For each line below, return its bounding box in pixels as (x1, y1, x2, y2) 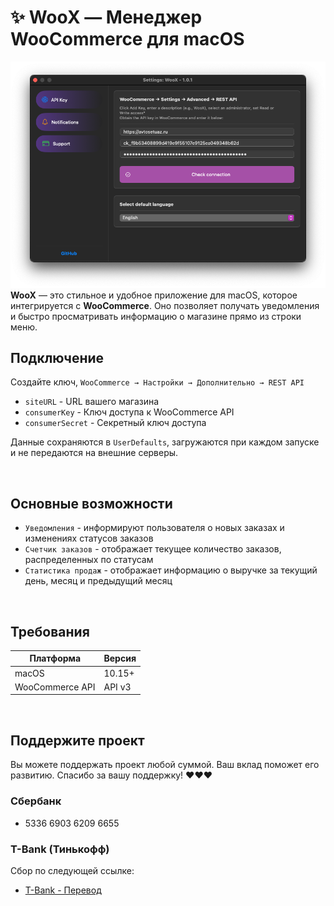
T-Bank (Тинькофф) (10, 842, 110, 856)
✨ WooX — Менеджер (10, 6, 203, 29)
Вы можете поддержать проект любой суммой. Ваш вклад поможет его (10, 759, 320, 771)
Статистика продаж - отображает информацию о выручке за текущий (24, 564, 318, 576)
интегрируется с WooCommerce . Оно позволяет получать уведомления (10, 299, 320, 311)
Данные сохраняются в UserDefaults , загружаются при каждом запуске (10, 436, 320, 448)
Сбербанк (10, 794, 62, 808)
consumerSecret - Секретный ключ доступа (24, 417, 207, 429)
